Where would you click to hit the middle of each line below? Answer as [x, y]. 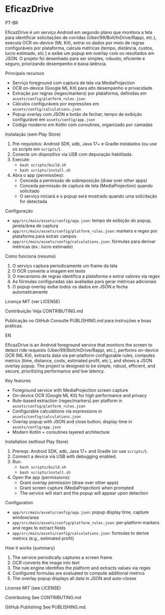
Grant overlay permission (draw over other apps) [69, 482]
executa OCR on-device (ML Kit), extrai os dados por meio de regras [75, 42]
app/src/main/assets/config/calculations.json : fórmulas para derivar [84, 241]
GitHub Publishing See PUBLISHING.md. [46, 607]
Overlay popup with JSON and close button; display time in [72, 421]
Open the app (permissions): [41, 477]
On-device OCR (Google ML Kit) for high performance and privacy [79, 395]
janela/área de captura [35, 226]
